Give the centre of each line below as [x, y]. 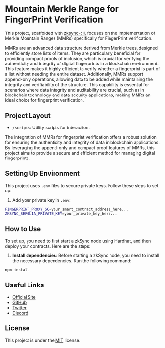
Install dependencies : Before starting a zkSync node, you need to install [86, 256]
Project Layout [28, 116]
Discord [20, 313]
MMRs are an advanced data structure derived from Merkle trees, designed [82, 48]
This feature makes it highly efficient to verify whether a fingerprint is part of [82, 69]
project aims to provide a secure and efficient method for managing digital [80, 153]
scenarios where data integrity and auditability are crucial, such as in [75, 90]
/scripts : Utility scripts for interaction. [51, 127]
